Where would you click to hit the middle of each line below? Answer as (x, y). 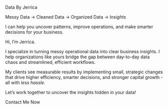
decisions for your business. (34, 32)
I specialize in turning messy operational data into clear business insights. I (82, 51)
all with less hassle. (25, 83)
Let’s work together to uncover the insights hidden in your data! (71, 92)
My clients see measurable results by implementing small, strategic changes (84, 72)
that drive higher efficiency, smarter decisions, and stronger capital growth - (84, 77)
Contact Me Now (23, 102)
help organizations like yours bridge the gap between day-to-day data (77, 57)
